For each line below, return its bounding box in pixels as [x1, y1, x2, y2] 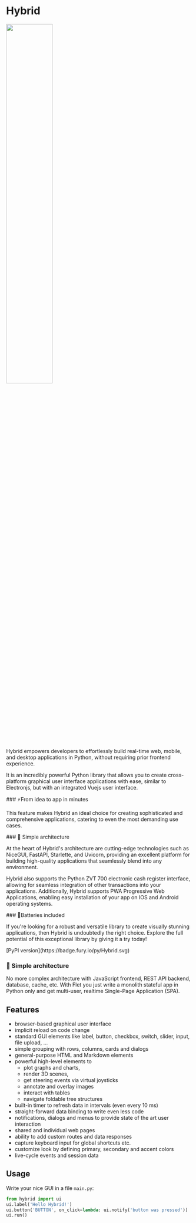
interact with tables [23, 1089, 71, 1096]
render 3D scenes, [23, 1070, 69, 1077]
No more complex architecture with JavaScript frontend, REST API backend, [6, 975, 191, 982]
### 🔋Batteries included [6, 911, 65, 918]
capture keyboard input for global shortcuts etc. [14, 1139, 131, 1146]
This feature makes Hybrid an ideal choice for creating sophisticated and [6, 809, 183, 816]
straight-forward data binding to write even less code [14, 1108, 144, 1115]
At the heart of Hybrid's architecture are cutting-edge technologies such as [6, 844, 190, 852]
